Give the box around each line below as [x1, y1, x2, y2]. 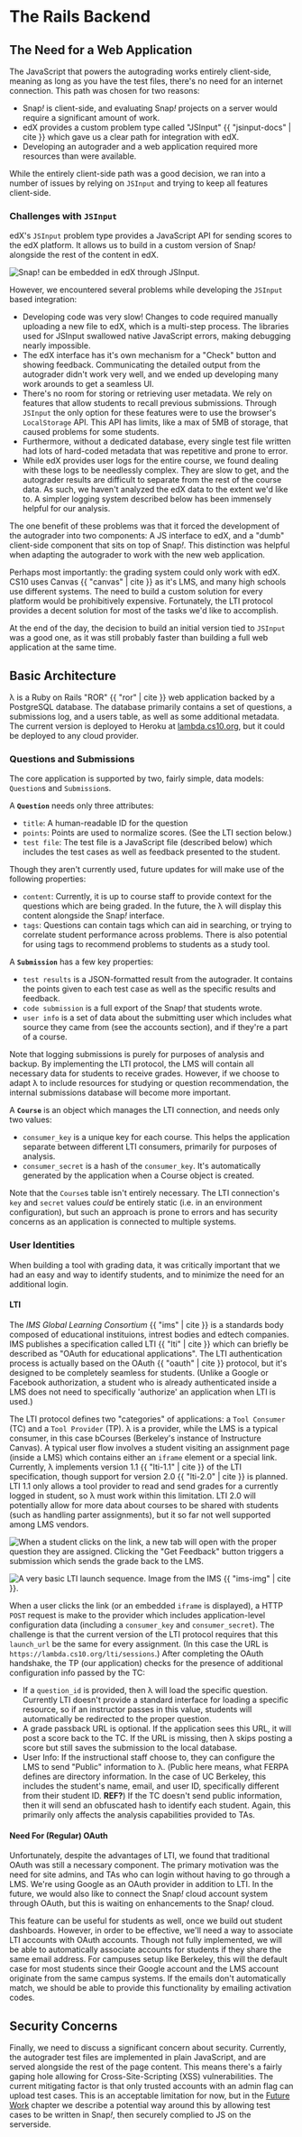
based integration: [9, 294, 78, 305]
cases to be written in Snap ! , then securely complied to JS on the [9, 2109, 252, 2120]
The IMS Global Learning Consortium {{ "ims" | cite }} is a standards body [9, 1319, 284, 1330]
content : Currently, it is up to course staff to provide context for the [22, 891, 272, 902]
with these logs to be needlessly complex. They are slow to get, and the [22, 465, 290, 475]
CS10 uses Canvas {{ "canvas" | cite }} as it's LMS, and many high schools [9, 576, 287, 587]
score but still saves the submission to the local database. [22, 1742, 237, 1753]
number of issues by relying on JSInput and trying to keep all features [9, 178, 269, 189]
